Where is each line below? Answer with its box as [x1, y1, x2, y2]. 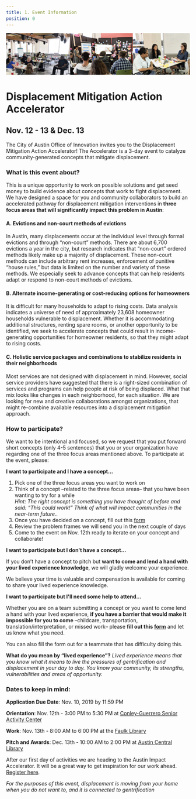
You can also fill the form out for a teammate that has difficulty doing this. [6, 640, 183, 647]
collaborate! [14, 535, 44, 542]
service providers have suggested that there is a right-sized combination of [6, 379, 188, 386]
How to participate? [6, 424, 63, 433]
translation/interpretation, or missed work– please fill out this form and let [6, 623, 184, 630]
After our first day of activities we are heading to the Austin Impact [6, 756, 166, 763]
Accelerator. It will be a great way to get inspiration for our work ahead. [6, 763, 177, 770]
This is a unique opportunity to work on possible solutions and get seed [6, 181, 178, 188]
